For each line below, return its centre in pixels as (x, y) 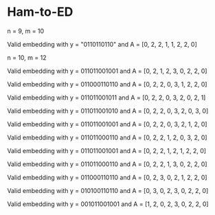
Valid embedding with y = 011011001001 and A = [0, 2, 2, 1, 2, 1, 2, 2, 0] (107, 150)
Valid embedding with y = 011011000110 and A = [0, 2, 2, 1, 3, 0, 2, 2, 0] (107, 164)
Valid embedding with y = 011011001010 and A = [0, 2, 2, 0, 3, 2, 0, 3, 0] (108, 111)
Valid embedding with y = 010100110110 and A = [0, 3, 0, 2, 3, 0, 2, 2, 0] (108, 190)
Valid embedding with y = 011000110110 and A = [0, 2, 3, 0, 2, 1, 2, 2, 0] (107, 177)
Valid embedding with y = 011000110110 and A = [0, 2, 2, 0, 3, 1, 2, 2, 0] (107, 84)
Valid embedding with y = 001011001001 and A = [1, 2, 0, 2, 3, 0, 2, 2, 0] (108, 204)
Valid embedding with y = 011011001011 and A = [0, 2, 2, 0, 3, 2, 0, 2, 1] (106, 98)
